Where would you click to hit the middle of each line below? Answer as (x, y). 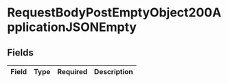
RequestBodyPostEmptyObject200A (114, 13)
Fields (21, 52)
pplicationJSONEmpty (72, 27)
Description (114, 72)
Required (72, 72)
